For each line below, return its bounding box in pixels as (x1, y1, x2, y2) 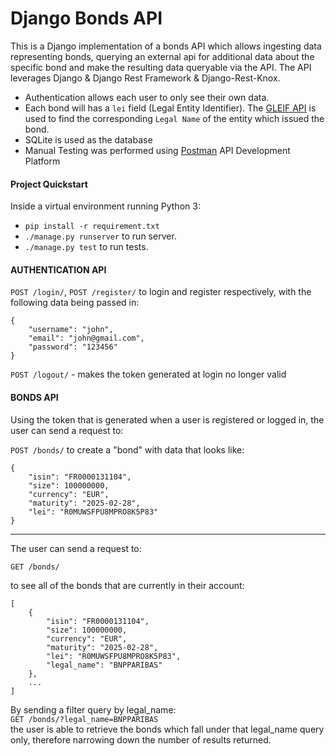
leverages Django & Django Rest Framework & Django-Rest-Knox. (10, 72, 281, 84)
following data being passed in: (10, 297, 140, 309)
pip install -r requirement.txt (24, 222, 160, 232)
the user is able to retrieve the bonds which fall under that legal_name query (10, 723, 325, 735)
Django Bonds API (10, 7, 163, 30)
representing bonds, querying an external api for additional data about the (10, 50, 315, 62)
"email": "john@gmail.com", (28, 333, 145, 344)
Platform (24, 155, 61, 167)
